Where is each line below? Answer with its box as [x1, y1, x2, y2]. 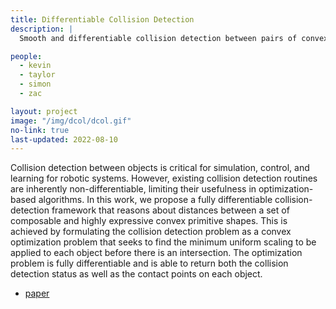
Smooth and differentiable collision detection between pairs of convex [19, 33, 329, 43]
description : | [10, 24, 74, 34]
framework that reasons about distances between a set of [51, 204, 290, 216]
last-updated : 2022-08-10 [10, 134, 118, 145]
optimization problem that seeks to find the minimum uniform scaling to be [10, 236, 317, 248]
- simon [19, 79, 52, 90]
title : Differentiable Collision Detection [10, 14, 195, 25]
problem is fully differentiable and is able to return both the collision [10, 257, 289, 270]
